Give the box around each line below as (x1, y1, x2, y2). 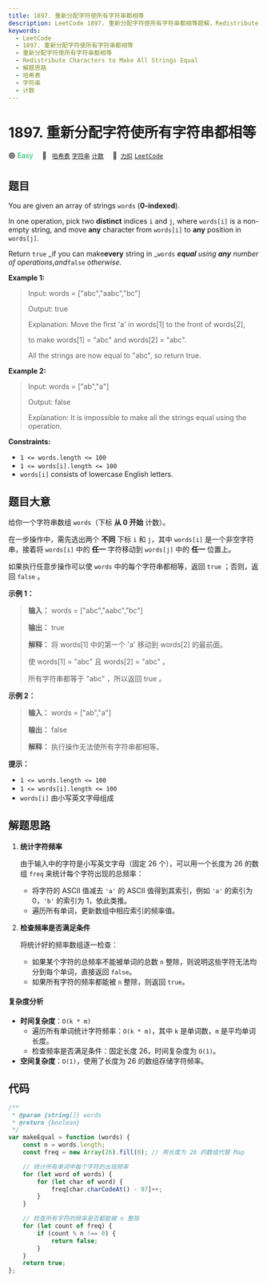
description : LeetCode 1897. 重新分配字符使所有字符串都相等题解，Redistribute (8, 19, 259, 27)
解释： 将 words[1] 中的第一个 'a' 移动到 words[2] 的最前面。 (27, 639, 228, 649)
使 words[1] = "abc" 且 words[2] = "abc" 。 (27, 657, 170, 666)
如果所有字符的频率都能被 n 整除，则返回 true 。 (31, 977, 189, 986)
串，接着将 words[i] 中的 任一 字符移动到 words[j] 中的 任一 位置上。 (8, 544, 236, 554)
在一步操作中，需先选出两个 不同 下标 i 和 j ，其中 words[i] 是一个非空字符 (8, 534, 254, 544)
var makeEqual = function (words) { (8, 1134, 130, 1142)
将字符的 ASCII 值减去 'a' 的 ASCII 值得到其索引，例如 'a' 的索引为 (31, 885, 253, 895)
